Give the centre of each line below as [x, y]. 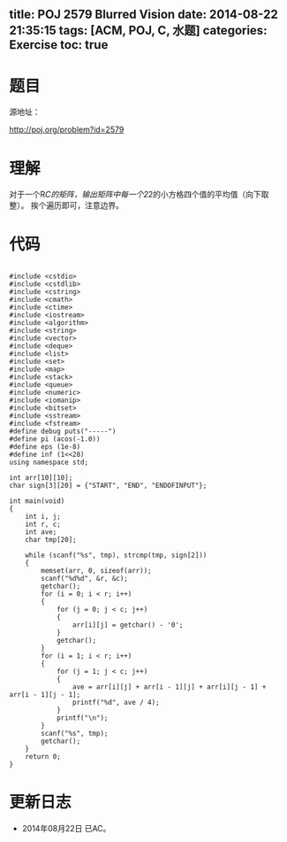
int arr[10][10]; [41, 478]
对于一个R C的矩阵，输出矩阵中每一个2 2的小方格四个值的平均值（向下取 [139, 195]
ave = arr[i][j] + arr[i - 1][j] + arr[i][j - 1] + [169, 687]
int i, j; [43, 517]
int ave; [41, 532]
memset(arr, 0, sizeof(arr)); [96, 571]
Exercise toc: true [59, 45]
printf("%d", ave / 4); [116, 703]
